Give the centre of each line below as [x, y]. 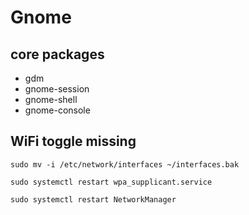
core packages [57, 54]
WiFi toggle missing [73, 141]
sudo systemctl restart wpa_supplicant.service [111, 182]
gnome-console [57, 110]
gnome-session [57, 89]
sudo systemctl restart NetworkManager [93, 199]
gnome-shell [51, 99]
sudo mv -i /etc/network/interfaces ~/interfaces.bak [125, 164]
